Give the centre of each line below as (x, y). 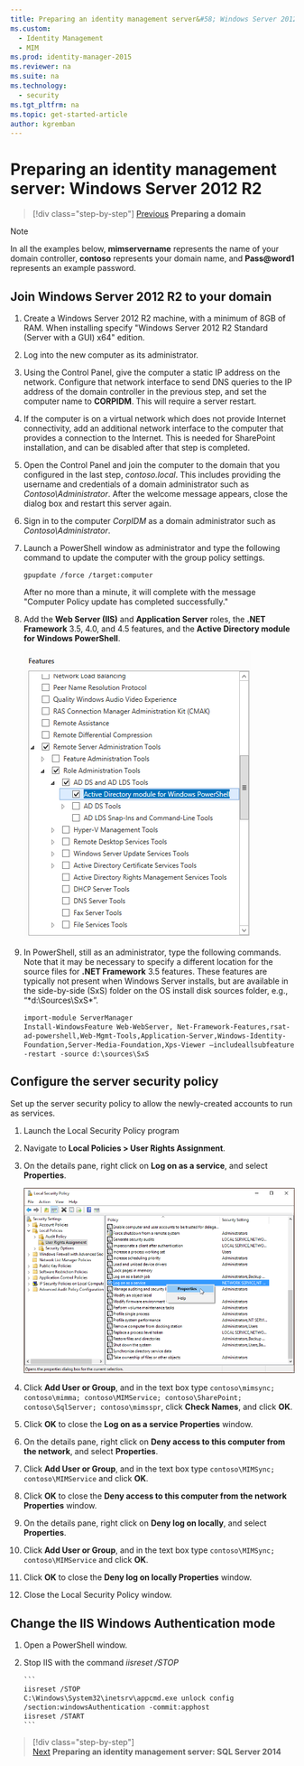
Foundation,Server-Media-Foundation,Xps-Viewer (114, 1045)
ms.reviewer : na (41, 67)
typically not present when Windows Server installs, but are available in (156, 981)
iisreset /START (54, 1716)
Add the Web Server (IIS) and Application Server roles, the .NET (144, 619)
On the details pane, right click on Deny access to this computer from (154, 1442)
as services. (33, 1113)
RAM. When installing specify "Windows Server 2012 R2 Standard (146, 328)
